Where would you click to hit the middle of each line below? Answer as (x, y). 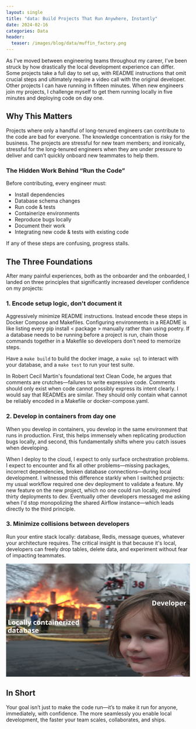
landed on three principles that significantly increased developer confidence (98, 282)
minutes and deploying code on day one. (55, 98)
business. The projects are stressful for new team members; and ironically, (96, 143)
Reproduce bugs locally (43, 220)
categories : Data (27, 31)
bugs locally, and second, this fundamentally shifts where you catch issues (96, 441)
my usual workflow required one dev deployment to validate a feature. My (95, 484)
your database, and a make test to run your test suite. (70, 365)
